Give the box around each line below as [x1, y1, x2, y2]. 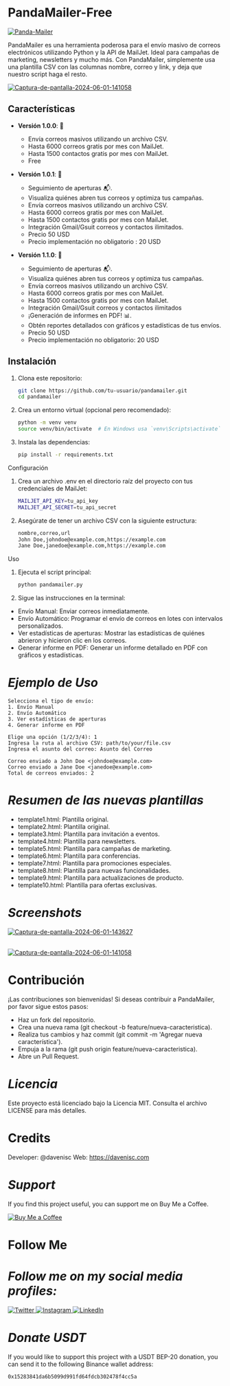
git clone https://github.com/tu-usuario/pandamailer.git [17, 387, 187, 394]
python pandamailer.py [17, 582, 83, 589]
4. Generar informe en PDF [8, 722, 85, 729]
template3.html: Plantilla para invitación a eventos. [17, 830, 160, 839]
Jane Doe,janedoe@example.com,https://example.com [17, 543, 166, 549]
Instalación [8, 356, 57, 367]
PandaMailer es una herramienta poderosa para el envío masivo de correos [8, 41, 221, 49]
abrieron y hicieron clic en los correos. [17, 637, 127, 645]
